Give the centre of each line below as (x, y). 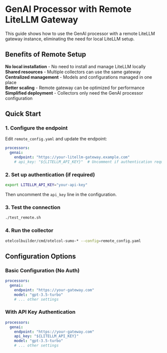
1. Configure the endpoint (37, 128)
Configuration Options (41, 256)
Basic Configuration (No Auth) (42, 270)
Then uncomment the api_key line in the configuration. (61, 195)
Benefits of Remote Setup (46, 55)
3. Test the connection (33, 208)
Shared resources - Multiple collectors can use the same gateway (73, 72)
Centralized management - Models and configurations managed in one (79, 77)
